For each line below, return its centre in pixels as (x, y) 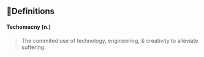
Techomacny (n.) (28, 27)
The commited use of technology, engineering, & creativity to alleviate (110, 40)
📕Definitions (31, 11)
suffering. (33, 47)
